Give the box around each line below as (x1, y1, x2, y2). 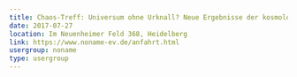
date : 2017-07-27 (9, 21, 73, 30)
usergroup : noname (9, 46, 77, 55)
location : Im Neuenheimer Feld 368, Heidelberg (9, 29, 188, 38)
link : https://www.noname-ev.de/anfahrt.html (9, 37, 179, 47)
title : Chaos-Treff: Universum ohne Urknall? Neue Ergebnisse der (9, 12, 259, 22)
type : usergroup (9, 54, 69, 63)
